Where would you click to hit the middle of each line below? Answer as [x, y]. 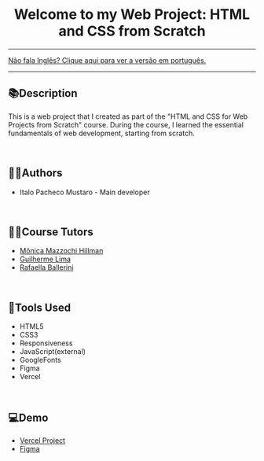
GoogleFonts [40, 360]
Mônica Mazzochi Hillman [61, 251]
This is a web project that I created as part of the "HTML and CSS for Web [128, 116]
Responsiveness [46, 343]
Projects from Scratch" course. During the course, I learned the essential [126, 124]
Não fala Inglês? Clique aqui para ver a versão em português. [107, 60]
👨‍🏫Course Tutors [51, 232]
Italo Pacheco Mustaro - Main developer [85, 192]
